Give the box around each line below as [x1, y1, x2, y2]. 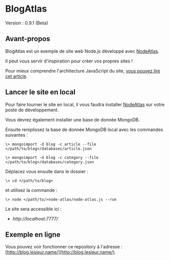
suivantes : [5, 132, 28, 138]
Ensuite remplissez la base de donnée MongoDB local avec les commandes [5, 126, 163, 133]
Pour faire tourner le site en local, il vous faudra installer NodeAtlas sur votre [5, 101, 165, 107]
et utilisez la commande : [5, 187, 57, 193]
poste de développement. [5, 107, 59, 113]
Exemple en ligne [5, 230, 61, 239]
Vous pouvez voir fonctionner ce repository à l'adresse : [5, 244, 123, 250]
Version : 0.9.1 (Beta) [5, 20, 48, 26]
